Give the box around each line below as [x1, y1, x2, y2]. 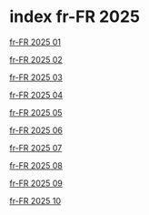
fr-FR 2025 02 [9, 54, 64, 65]
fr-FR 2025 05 [9, 107, 63, 118]
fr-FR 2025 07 [9, 142, 63, 153]
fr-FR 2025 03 [9, 71, 64, 83]
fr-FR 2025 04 [9, 89, 64, 100]
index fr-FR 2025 [9, 6, 141, 27]
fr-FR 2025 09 [9, 178, 64, 189]
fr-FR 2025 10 [9, 195, 62, 206]
